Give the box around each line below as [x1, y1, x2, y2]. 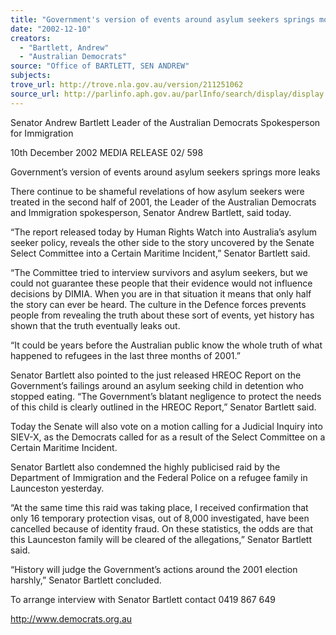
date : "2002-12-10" [10, 24, 92, 34]
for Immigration [10, 127, 74, 139]
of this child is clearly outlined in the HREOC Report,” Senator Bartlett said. [10, 401, 317, 413]
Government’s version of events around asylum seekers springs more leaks [10, 166, 321, 178]
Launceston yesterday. [10, 482, 105, 494]
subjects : [10, 71, 52, 81]
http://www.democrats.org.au [10, 612, 133, 625]
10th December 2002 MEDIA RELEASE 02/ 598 [10, 146, 204, 158]
